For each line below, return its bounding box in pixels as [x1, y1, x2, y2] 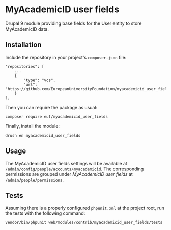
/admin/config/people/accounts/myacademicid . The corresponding [5, 166, 144, 172]
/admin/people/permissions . [5, 176, 64, 183]
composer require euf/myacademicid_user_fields [5, 114, 108, 119]
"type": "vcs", [23, 78, 56, 83]
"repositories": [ [5, 64, 44, 69]
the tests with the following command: [5, 210, 85, 216]
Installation [5, 41, 42, 49]
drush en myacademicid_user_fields [5, 133, 81, 138]
